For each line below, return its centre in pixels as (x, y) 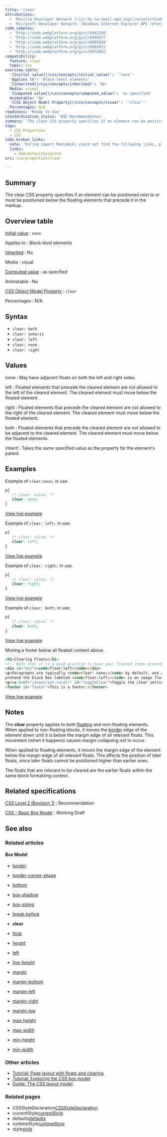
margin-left (24, 991)
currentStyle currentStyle (38, 1113)
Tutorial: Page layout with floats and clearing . (59, 1073)
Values (16, 366)
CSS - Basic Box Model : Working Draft (45, 813)
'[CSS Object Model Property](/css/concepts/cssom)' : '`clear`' (78, 103)
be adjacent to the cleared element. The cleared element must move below (82, 433)
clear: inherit (28, 334)
